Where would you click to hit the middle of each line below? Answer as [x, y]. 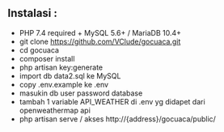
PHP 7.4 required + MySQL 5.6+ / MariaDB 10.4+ [100, 32]
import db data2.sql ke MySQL [70, 75]
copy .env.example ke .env [64, 84]
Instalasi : [33, 13]
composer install [47, 58]
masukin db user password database [81, 93]
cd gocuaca [39, 50]
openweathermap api [55, 110]
